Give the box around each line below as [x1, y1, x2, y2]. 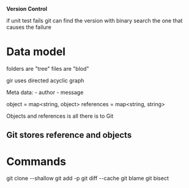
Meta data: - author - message [6, 89, 84, 96]
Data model [6, 45, 66, 59]
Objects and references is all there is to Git [6, 112, 114, 120]
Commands [6, 154, 67, 168]
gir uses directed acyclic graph [6, 76, 84, 84]
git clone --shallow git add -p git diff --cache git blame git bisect [6, 175, 169, 182]
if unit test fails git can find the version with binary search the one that [6, 17, 183, 24]
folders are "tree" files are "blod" [6, 65, 90, 72]
